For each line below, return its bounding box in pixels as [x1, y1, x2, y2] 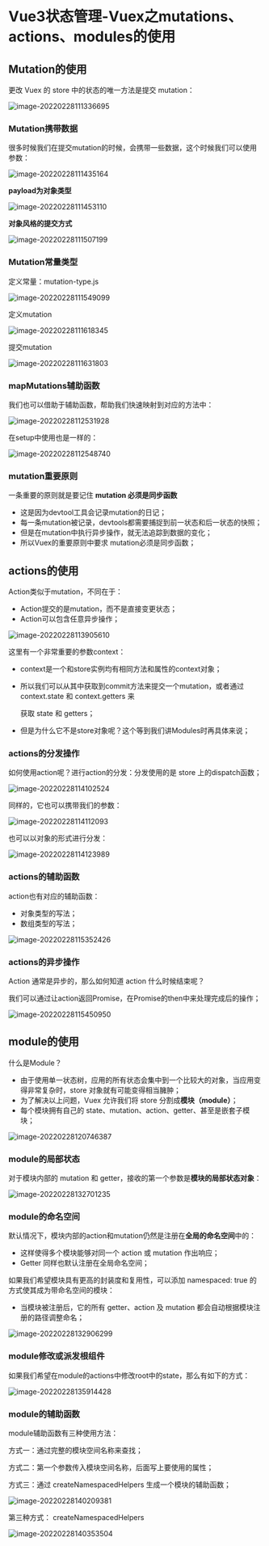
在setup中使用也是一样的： [8, 432, 99, 442]
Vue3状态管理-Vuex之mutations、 [8, 7, 242, 26]
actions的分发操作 [8, 748, 80, 759]
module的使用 [8, 1035, 79, 1049]
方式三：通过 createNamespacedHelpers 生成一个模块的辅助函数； [8, 1480, 232, 1489]
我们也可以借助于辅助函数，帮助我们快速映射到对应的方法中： [8, 399, 214, 409]
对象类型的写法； [19, 908, 78, 918]
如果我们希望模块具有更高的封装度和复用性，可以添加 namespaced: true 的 [8, 1275, 257, 1285]
